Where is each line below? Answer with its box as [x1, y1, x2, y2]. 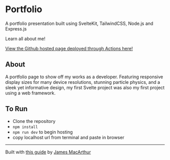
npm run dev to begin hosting [12, 129, 73, 135]
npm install [12, 124, 38, 130]
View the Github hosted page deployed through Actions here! [5, 45, 133, 51]
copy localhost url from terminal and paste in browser [12, 134, 124, 140]
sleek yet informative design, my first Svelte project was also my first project [5, 84, 165, 90]
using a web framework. [5, 90, 56, 96]
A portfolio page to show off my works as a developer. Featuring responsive [5, 74, 163, 80]
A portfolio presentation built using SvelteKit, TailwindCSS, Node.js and [5, 20, 153, 26]
